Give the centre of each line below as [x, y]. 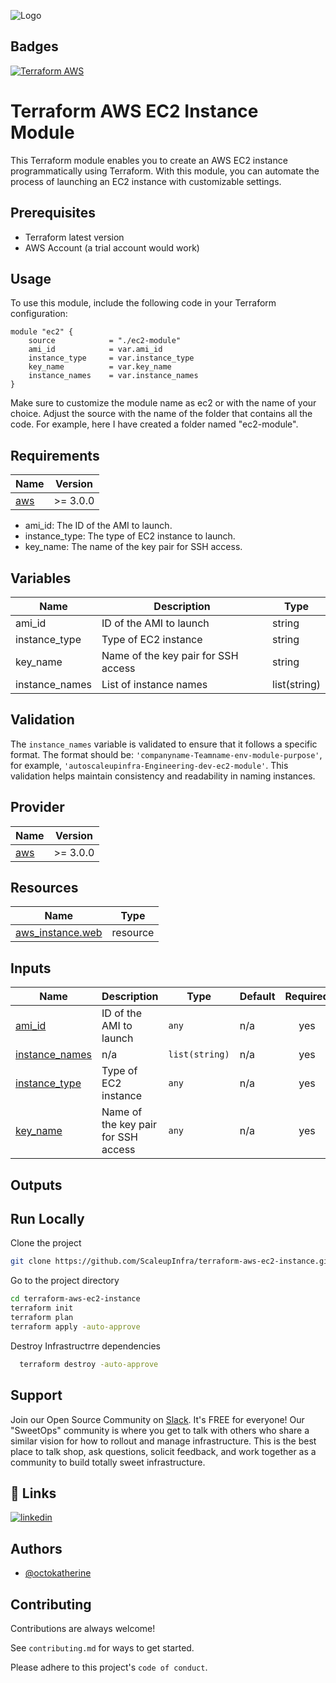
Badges [34, 46]
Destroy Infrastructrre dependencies [85, 1346]
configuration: [39, 314]
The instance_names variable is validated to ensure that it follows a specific [164, 744]
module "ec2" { [42, 332]
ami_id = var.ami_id [95, 350]
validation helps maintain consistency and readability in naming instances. [163, 776]
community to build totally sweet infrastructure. [108, 1462]
